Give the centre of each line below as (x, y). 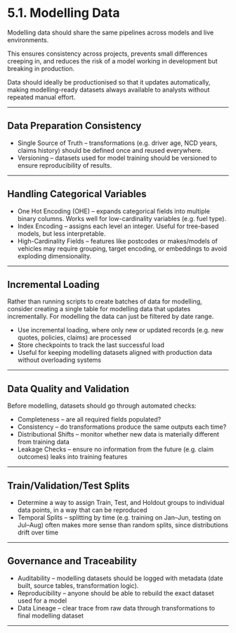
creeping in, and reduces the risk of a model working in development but (112, 61)
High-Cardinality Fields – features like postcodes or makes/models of (117, 241)
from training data (44, 442)
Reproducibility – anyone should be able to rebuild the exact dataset (116, 593)
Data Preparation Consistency (74, 126)
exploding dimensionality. (54, 256)
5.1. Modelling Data (64, 13)
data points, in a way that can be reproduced (82, 510)
